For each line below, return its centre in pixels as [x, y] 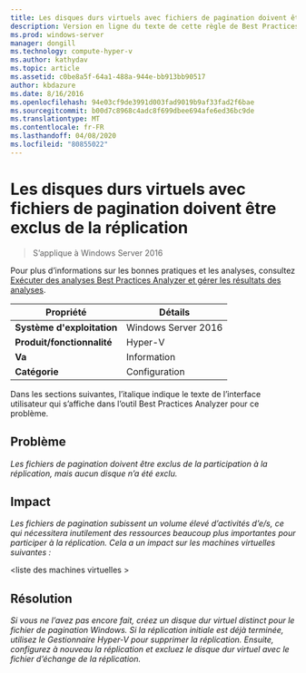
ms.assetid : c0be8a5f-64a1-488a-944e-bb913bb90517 [108, 77]
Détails [175, 312]
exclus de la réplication [99, 227]
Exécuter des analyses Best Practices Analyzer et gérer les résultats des [146, 280]
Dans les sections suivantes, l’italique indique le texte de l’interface [136, 394]
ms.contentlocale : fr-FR [57, 128]
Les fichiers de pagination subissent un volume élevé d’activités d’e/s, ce [148, 523]
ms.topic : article [45, 69]
